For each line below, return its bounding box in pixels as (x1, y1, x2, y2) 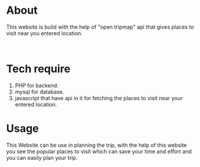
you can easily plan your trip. (6, 154, 78, 161)
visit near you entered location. (6, 29, 83, 36)
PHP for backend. (14, 82, 59, 89)
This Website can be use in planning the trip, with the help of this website (6, 141, 187, 149)
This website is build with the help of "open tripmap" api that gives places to (6, 23, 195, 30)
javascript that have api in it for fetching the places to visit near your (14, 94, 183, 101)
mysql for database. (14, 88, 65, 95)
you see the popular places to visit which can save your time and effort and (6, 147, 192, 155)
